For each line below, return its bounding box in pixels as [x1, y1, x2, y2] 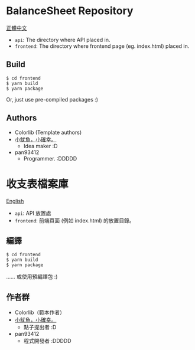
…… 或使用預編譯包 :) [6, 273, 58, 280]
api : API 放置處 [14, 210, 51, 217]
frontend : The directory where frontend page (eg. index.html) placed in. [14, 42, 190, 50]
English [6, 197, 24, 204]
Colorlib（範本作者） [14, 309, 66, 316]
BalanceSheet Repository [6, 4, 134, 18]
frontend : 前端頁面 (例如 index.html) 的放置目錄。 [14, 217, 135, 224]
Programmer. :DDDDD [23, 155, 77, 162]
